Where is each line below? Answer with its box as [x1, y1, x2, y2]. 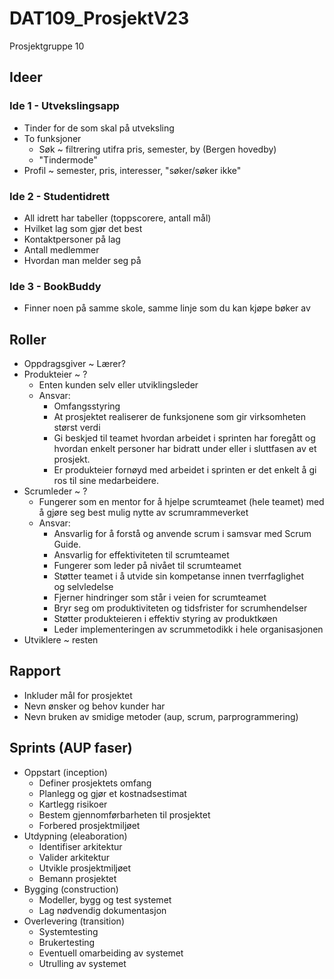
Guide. [53, 538, 82, 551]
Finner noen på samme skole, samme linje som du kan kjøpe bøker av [23, 302, 311, 314]
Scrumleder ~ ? [23, 485, 88, 497]
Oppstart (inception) [23, 766, 108, 778]
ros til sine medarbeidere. [53, 475, 160, 487]
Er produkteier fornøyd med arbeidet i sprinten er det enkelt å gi [53, 464, 317, 476]
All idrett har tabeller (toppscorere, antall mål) [23, 212, 212, 224]
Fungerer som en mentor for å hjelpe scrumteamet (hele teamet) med [38, 496, 325, 508]
